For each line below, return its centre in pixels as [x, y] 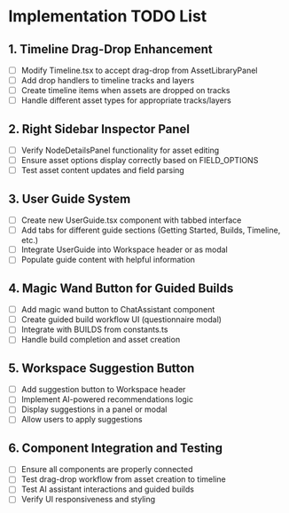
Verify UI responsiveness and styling [88, 500]
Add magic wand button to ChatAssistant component [118, 310]
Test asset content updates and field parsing [103, 170]
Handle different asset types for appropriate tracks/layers [126, 100]
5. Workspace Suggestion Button [102, 368]
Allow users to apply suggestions [82, 420]
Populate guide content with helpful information [108, 260]
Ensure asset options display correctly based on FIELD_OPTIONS [140, 161]
